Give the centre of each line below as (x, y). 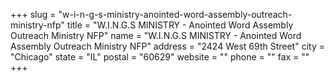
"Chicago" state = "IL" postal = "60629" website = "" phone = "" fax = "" (160, 57)
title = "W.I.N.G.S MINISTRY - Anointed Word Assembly (180, 25)
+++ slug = (33, 14)
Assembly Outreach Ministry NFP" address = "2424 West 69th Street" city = (167, 46)
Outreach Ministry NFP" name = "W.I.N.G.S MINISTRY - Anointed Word (156, 35)
